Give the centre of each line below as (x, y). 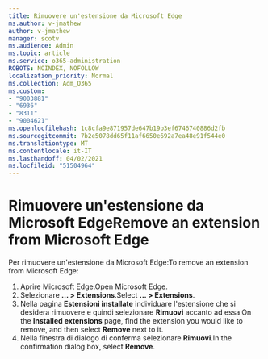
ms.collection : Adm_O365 (50, 83)
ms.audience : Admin (41, 46)
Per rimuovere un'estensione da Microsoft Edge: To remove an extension (128, 262)
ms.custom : (27, 91)
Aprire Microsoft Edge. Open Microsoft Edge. (94, 286)
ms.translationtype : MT (48, 143)
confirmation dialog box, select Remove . (88, 347)
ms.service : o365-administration (65, 61)
